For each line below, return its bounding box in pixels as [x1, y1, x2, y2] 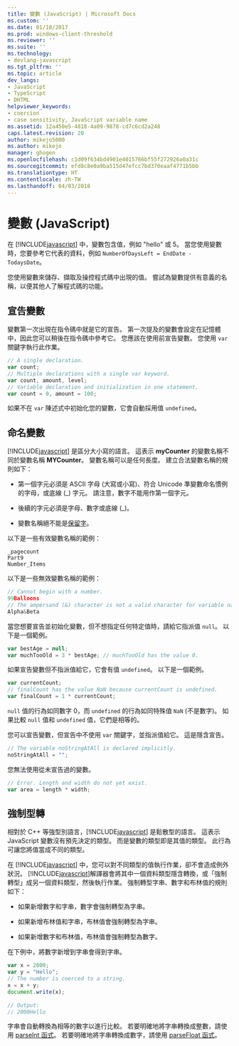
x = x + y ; [7, 982, 40, 989]
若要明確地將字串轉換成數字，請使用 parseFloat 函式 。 [61, 1031, 221, 1040]
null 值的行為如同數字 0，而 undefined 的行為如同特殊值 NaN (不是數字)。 [7, 707, 221, 715]
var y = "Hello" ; [7, 968, 59, 976]
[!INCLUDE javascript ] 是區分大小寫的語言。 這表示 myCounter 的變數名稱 [7, 447, 223, 455]
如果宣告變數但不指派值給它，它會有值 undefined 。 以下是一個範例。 [7, 665, 208, 674]
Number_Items [7, 561, 46, 568]
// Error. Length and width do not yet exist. [7, 779, 148, 786]
